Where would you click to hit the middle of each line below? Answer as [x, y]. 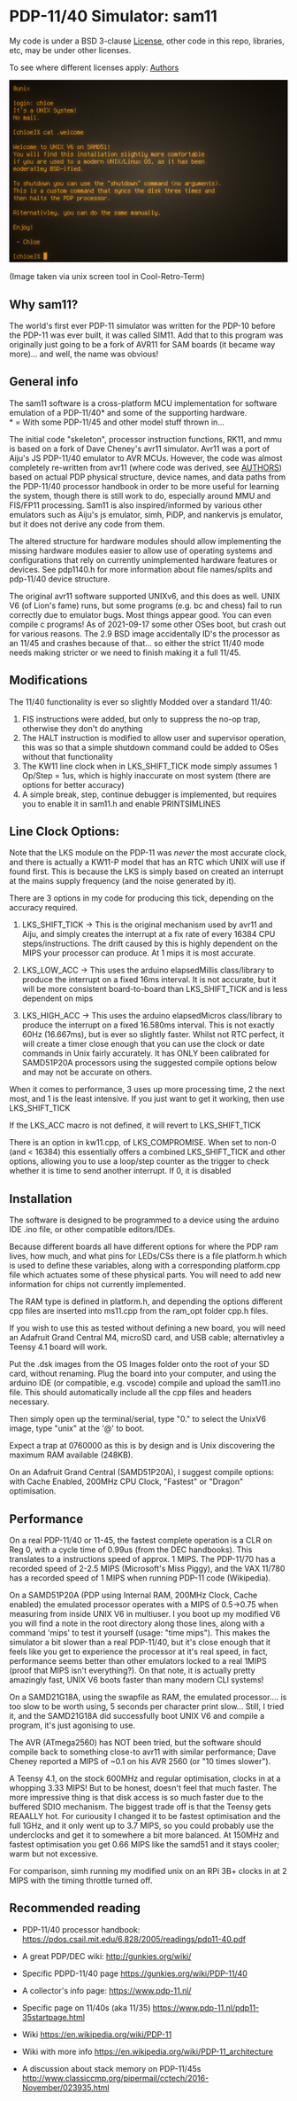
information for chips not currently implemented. [97, 1285]
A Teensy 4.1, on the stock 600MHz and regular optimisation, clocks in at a [145, 1778]
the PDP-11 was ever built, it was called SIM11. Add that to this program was [146, 335]
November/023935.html [65, 2087]
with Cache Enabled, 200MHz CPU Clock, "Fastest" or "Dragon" [126, 1481]
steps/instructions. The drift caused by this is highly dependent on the [150, 944]
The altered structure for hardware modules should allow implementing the [145, 541]
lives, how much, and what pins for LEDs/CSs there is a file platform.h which [148, 1256]
